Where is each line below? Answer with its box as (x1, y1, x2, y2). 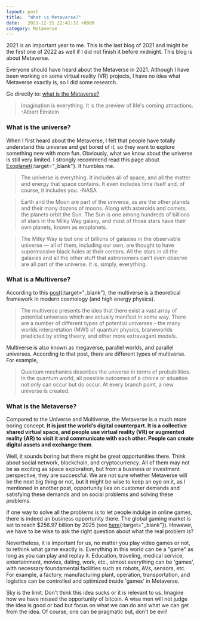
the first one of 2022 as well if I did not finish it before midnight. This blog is (6, 48, 193, 56)
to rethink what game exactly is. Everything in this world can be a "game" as (6, 546, 194, 553)
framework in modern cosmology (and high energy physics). (6, 295, 155, 302)
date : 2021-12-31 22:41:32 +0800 (6, 20, 95, 26)
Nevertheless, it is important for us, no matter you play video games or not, (6, 539, 191, 547)
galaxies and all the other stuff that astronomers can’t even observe (20, 254, 187, 261)
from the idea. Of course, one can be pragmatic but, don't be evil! (6, 608, 168, 616)
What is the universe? (6, 123, 71, 131)
